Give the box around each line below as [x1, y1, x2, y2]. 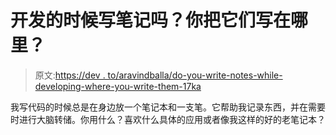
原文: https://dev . [34, 69, 106, 81]
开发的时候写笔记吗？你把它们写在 [10, 9, 292, 32]
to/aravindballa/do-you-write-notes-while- [107, 69, 283, 81]
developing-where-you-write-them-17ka [34, 80, 202, 92]
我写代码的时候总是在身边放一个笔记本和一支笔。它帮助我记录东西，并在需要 [10, 101, 326, 113]
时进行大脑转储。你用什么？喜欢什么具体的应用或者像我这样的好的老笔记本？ [10, 113, 326, 125]
